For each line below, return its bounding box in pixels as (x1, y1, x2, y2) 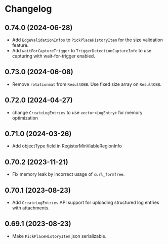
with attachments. (12, 205, 50, 211)
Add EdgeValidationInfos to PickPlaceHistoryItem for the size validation (12, 37, 163, 43)
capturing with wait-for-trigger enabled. (12, 53, 96, 59)
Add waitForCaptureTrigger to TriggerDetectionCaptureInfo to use (12, 48, 152, 53)
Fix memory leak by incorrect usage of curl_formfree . (12, 171, 125, 177)
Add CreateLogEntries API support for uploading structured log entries (12, 199, 160, 206)
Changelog (5, 3, 52, 15)
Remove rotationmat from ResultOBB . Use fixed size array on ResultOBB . (12, 81, 161, 87)
